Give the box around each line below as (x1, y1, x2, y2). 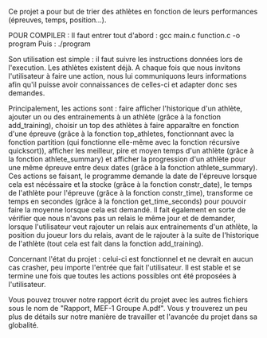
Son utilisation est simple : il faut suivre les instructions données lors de (8, 55, 243, 64)
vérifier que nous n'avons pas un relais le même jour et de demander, (8, 214, 237, 223)
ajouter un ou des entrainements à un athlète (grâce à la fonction (8, 112, 222, 122)
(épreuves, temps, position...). (8, 15, 107, 25)
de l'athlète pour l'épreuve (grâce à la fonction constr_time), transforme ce (8, 188, 253, 197)
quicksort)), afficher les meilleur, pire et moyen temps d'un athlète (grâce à (8, 146, 254, 155)
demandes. (8, 88, 45, 98)
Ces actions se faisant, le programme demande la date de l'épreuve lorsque (8, 171, 257, 181)
